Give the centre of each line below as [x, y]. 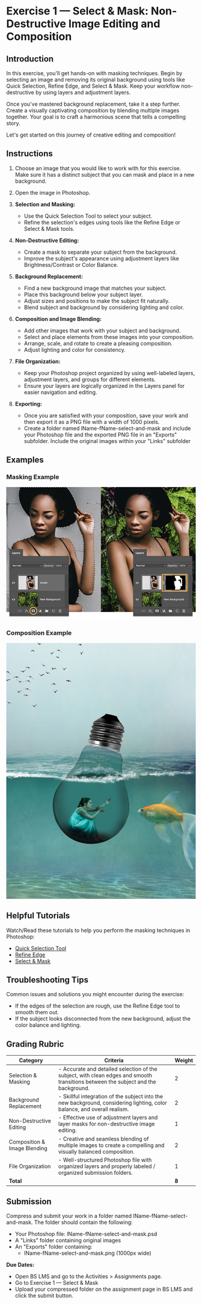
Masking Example [33, 477]
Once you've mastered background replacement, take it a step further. [93, 104]
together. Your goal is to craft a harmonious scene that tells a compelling [96, 117]
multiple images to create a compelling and [111, 1145]
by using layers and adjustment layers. [83, 92]
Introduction [30, 59]
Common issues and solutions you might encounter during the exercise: [95, 994]
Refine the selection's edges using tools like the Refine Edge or [102, 222]
